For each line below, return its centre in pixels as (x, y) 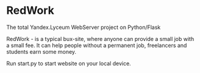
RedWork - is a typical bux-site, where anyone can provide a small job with (100, 39)
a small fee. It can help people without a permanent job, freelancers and (97, 45)
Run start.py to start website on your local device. (69, 63)
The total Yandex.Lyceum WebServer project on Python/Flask (84, 27)
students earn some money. (41, 51)
